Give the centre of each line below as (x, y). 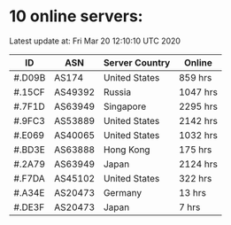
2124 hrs (198, 164)
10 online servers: (76, 16)
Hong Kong (127, 150)
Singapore (125, 106)
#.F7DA (30, 178)
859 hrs (195, 77)
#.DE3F (29, 207)
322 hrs (195, 178)
